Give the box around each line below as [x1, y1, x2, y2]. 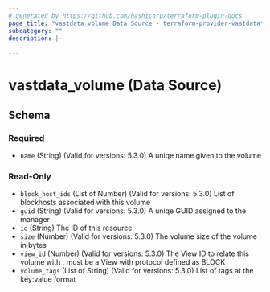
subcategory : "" [8, 27, 63, 35]
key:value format [19, 274, 76, 284]
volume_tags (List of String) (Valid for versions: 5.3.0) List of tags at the [19, 266, 255, 276]
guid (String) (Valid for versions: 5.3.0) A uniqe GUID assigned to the [19, 206, 247, 216]
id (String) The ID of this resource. [19, 223, 135, 233]
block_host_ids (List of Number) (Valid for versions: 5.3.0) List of [19, 189, 235, 199]
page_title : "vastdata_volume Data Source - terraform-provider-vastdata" [8, 19, 264, 27]
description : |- [8, 34, 63, 43]
